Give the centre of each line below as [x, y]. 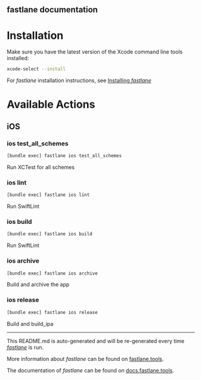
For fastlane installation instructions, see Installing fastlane [79, 80]
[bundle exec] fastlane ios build [50, 234]
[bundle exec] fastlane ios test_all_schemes [64, 156]
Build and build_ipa [30, 323]
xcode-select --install [36, 69]
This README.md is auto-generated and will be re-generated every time [95, 341]
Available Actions [51, 105]
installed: [18, 58]
